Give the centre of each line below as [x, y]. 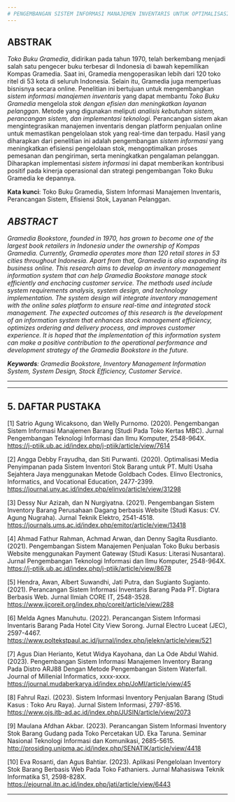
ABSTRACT [33, 221]
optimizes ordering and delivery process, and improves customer [101, 328]
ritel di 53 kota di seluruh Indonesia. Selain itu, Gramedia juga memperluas [114, 81]
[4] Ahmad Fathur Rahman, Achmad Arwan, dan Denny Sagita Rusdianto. [113, 539]
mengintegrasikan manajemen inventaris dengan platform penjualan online [115, 126]
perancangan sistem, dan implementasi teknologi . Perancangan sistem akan [117, 119]
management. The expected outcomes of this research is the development [115, 313]
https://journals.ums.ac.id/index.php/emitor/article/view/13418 [97, 525]
